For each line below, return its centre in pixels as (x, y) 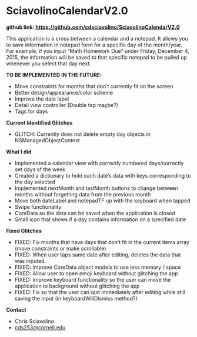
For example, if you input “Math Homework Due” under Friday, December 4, (98, 51)
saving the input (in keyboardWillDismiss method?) (76, 298)
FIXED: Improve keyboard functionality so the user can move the (93, 279)
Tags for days (31, 111)
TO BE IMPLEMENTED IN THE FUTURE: (54, 75)
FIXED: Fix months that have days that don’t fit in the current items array (102, 242)
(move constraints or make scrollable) (60, 248)
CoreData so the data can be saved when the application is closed (95, 213)
